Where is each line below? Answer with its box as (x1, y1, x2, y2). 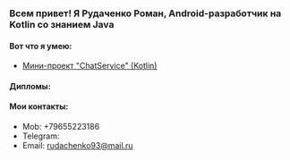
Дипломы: (9, 80, 51, 91)
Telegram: (21, 131, 60, 141)
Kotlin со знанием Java (9, 18, 115, 30)
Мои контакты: (9, 101, 69, 112)
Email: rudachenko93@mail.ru (21, 139, 133, 150)
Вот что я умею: (9, 40, 72, 51)
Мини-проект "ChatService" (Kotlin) (21, 61, 158, 72)
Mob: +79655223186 (21, 121, 100, 131)
